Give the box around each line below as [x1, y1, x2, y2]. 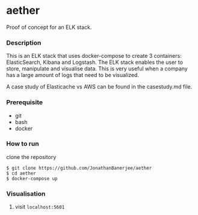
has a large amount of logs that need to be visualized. [6, 72, 140, 79]
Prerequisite [6, 98, 43, 107]
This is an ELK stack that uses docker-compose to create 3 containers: [6, 52, 182, 60]
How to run [6, 140, 39, 148]
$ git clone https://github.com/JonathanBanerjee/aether [6, 165, 152, 171]
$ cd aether [6, 170, 36, 176]
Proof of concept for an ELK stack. [6, 23, 92, 31]
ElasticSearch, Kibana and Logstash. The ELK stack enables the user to [6, 58, 184, 66]
